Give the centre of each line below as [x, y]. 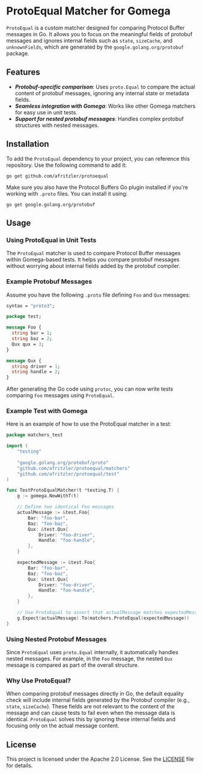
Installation [28, 144]
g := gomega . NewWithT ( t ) [48, 496]
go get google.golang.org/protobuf [51, 205]
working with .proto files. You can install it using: [67, 193]
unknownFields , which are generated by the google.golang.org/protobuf [95, 47]
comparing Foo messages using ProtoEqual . [60, 395]
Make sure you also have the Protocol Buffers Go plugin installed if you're [97, 187]
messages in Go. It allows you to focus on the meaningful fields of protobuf [99, 34]
